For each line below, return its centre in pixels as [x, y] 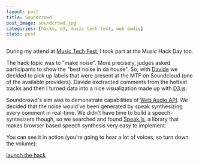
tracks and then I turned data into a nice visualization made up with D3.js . [97, 88]
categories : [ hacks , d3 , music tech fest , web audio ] [75, 29]
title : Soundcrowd [29, 17]
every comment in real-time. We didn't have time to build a [79, 113]
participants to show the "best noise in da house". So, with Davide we [92, 69]
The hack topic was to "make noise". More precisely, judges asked [88, 63]
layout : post [22, 12]
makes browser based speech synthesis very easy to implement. [86, 126]
